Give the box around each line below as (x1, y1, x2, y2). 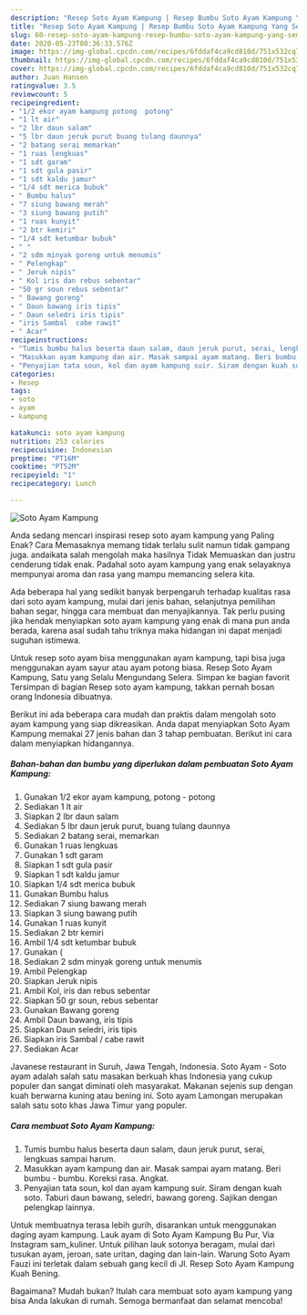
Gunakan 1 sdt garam (23, 849, 104, 860)
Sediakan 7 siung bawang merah (23, 897, 147, 908)
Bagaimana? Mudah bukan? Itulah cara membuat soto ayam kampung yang (10, 1285, 292, 1296)
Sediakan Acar (23, 1043, 79, 1054)
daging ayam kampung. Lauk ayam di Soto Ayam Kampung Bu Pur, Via (10, 1228, 275, 1240)
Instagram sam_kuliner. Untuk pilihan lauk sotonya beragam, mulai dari (10, 1238, 276, 1249)
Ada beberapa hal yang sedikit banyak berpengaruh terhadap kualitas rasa (10, 585, 291, 597)
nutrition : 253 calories (10, 437, 105, 446)
